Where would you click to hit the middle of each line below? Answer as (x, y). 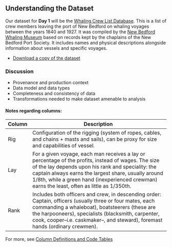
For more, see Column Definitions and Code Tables (59, 239)
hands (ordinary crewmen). (65, 226)
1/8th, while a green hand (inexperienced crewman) (95, 180)
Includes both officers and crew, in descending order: (97, 195)
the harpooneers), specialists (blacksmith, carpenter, (96, 214)
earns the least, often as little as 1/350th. (82, 186)
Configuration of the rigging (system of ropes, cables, (97, 133)
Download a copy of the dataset (46, 58)
